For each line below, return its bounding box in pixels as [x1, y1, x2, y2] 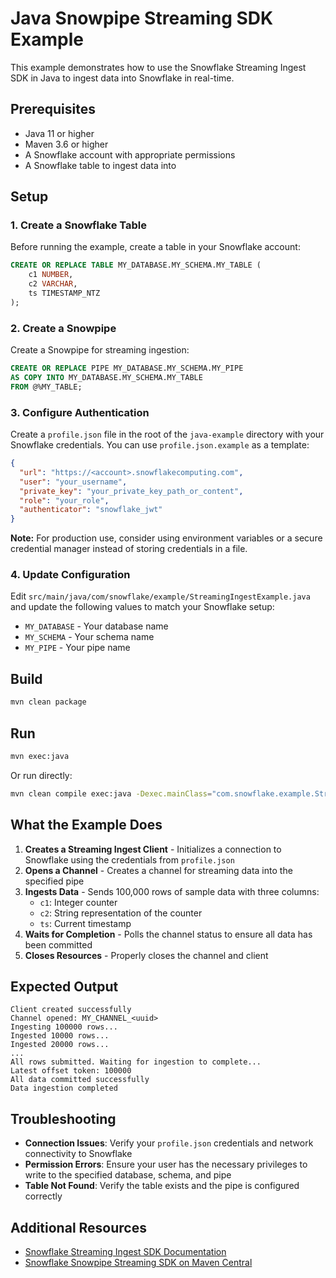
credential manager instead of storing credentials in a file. [10, 543, 248, 555]
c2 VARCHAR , [28, 279, 78, 289]
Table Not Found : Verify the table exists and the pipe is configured [24, 1180, 300, 1192]
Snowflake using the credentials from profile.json [24, 853, 235, 866]
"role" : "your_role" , [19, 495, 110, 506]
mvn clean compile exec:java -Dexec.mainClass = [10, 788, 213, 799]
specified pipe [24, 875, 85, 887]
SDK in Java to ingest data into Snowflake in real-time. [10, 72, 235, 84]
